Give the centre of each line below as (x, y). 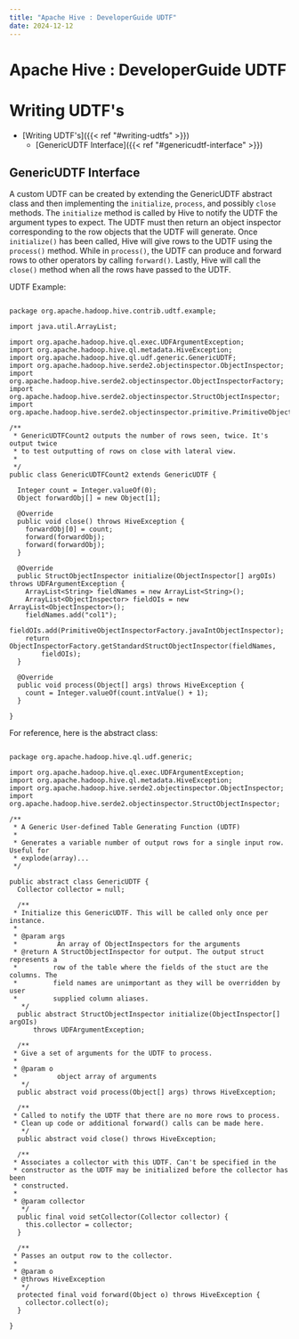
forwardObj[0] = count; (69, 530)
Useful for (29, 851)
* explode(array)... (51, 859)
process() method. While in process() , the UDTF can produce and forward (145, 251)
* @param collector (49, 1202)
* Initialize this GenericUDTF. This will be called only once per (141, 913)
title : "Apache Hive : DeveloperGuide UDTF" (93, 17)
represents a (33, 960)
